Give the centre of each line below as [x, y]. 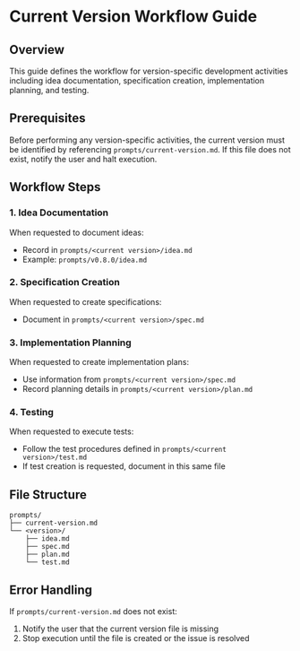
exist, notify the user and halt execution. [83, 159]
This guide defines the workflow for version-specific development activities [149, 71]
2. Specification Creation [65, 282]
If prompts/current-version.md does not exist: [93, 612]
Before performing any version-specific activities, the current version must [147, 140]
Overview [37, 50]
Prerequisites [47, 118]
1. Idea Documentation [59, 213]
